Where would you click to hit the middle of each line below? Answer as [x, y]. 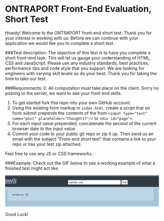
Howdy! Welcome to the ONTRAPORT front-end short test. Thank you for [79, 33]
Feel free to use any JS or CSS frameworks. [49, 153]
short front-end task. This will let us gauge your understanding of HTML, [78, 58]
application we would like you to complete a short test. [60, 43]
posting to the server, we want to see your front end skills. [63, 93]
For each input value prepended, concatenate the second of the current [84, 123]
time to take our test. [26, 79]
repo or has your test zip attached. [47, 144]
